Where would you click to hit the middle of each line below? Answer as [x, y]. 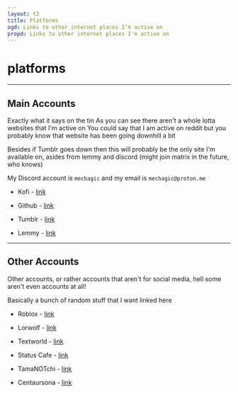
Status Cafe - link [43, 355]
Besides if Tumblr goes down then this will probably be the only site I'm [112, 149]
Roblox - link [36, 314]
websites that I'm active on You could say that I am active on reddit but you [117, 128]
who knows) [25, 164]
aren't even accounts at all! [47, 286]
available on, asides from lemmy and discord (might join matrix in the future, [118, 157]
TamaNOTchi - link [45, 368]
